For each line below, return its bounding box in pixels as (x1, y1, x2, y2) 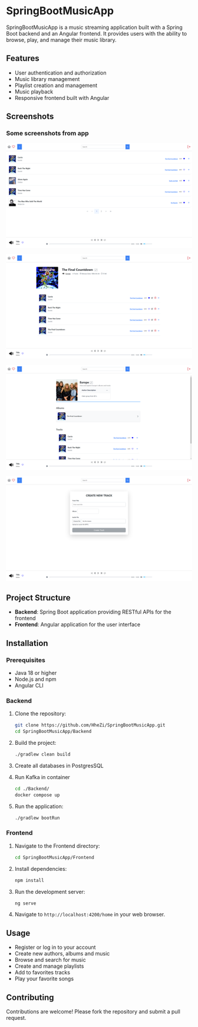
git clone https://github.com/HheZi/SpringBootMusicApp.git (14, 722, 166, 728)
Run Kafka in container (14, 773, 71, 780)
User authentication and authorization (14, 69, 107, 76)
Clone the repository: (14, 710, 67, 717)
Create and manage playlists (14, 963, 84, 970)
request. (6, 1015, 27, 1022)
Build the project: (14, 739, 57, 746)
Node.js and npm (14, 676, 57, 683)
